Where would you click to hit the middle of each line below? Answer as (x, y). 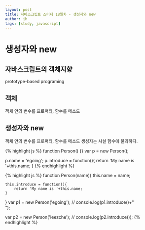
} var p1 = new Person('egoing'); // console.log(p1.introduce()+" (70, 202)
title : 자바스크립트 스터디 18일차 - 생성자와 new (50, 14)
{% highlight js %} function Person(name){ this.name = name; (68, 175)
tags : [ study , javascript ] (33, 23)
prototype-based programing (35, 82)
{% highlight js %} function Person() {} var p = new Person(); (67, 151)
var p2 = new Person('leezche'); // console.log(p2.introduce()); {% (73, 217)
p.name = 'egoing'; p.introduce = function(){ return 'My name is (70, 160)
